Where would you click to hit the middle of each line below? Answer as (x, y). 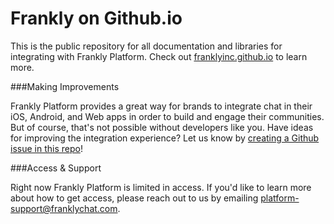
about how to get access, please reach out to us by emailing (134, 198)
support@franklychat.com (64, 208)
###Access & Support (56, 168)
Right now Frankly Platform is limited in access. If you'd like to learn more (161, 187)
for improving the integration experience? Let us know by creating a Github (165, 138)
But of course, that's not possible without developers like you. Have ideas (162, 127)
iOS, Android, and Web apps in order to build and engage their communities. (167, 116)
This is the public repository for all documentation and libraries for (146, 46)
